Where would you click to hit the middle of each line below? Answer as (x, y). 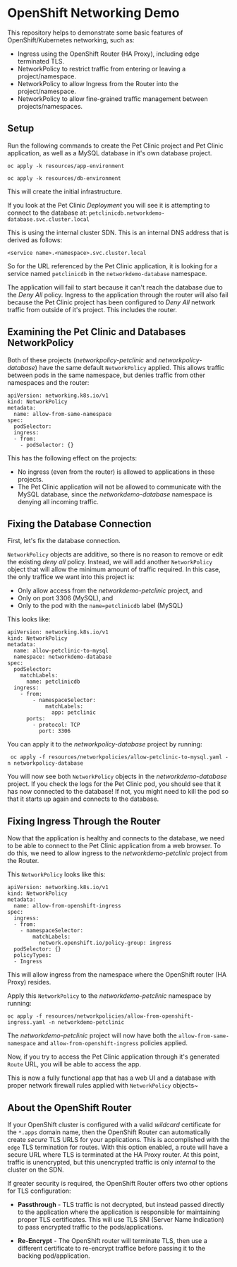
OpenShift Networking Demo (93, 13)
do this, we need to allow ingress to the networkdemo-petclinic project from (117, 853)
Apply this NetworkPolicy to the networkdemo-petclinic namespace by (109, 996)
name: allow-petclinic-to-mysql (61, 651)
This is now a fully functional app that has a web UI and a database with (112, 1078)
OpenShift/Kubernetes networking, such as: (71, 40)
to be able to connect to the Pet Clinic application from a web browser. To (114, 846)
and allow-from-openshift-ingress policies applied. (113, 1043)
